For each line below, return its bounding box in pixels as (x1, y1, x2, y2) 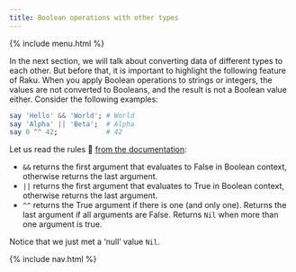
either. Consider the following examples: (9, 94, 159, 104)
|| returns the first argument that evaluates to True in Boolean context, (22, 181, 285, 192)
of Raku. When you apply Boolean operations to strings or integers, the (9, 74, 273, 86)
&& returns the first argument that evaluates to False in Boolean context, (22, 161, 288, 172)
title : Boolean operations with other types (9, 13, 179, 23)
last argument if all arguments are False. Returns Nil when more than (22, 209, 279, 221)
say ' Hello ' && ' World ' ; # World (9, 111, 135, 120)
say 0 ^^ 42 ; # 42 (9, 128, 123, 137)
